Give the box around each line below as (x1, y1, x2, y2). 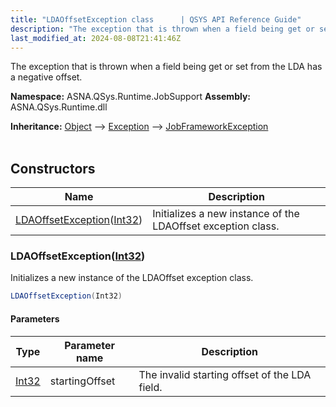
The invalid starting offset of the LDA (138, 367, 312, 381)
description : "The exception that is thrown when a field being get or (10, 24, 315, 34)
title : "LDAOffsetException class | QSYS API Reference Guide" (10, 14, 302, 25)
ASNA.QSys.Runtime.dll (10, 101, 108, 113)
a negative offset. (10, 71, 83, 83)
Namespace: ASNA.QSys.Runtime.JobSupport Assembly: (10, 91, 252, 103)
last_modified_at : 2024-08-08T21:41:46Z (10, 33, 182, 43)
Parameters (10, 312, 60, 325)
